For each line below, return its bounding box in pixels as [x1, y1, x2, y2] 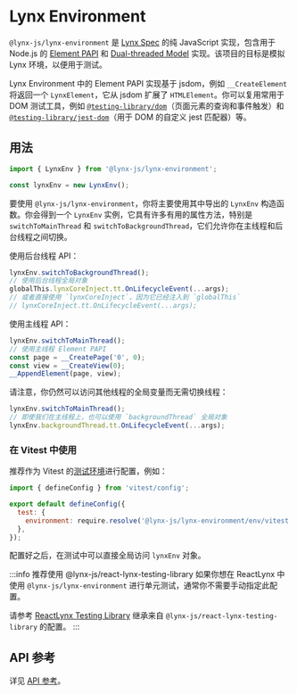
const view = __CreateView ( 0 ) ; [9, 361, 126, 370]
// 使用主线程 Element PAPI [9, 344, 107, 353]
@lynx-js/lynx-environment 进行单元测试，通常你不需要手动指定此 [26, 580, 270, 591]
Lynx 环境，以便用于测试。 [9, 59, 107, 70]
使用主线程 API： [9, 318, 71, 329]
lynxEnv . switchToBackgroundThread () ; [9, 268, 150, 277]
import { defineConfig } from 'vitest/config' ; [9, 483, 190, 492]
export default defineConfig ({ [9, 500, 126, 509]
